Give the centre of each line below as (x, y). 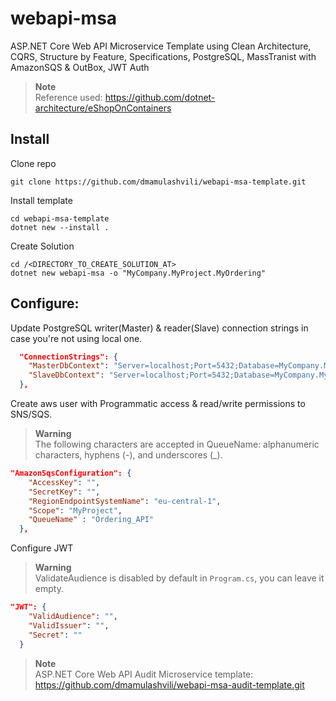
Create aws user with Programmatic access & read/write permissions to (158, 404)
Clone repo (33, 163)
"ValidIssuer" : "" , (69, 625)
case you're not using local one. (76, 338)
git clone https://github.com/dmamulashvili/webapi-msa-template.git (158, 182)
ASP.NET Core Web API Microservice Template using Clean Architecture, (161, 46)
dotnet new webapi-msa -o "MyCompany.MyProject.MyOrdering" (138, 273)
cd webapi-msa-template (60, 218)
